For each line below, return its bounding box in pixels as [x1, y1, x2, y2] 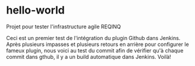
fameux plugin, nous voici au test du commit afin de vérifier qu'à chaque [6, 47, 184, 54]
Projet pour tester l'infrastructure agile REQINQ [6, 23, 121, 30]
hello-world [6, 4, 65, 17]
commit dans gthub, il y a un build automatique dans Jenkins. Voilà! [6, 53, 171, 60]
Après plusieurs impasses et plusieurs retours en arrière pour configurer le [6, 41, 189, 48]
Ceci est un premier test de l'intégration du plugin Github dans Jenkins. [6, 34, 181, 41]
